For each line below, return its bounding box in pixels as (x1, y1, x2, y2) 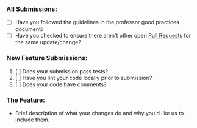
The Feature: (6, 96, 45, 104)
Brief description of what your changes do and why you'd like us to (15, 110, 184, 117)
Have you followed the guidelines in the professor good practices (15, 19, 180, 26)
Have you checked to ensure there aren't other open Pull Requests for (15, 32, 191, 39)
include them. (15, 116, 50, 123)
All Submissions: (6, 5, 58, 13)
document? (15, 25, 44, 33)
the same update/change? (15, 39, 81, 46)
